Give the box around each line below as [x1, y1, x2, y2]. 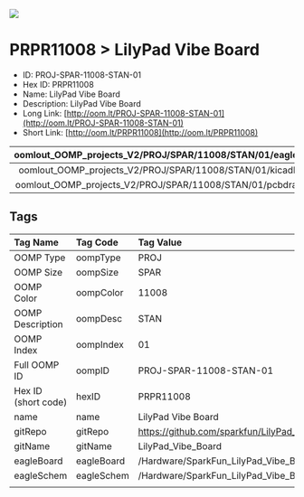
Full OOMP [14, 358, 60, 370]
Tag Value [138, 236, 183, 248]
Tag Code [75, 236, 119, 248]
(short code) [14, 396, 68, 408]
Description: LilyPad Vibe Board [22, 98, 142, 108]
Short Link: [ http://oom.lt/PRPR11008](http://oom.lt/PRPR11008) [22, 127, 259, 137]
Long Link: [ [22, 108, 68, 118]
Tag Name [14, 236, 59, 248]
